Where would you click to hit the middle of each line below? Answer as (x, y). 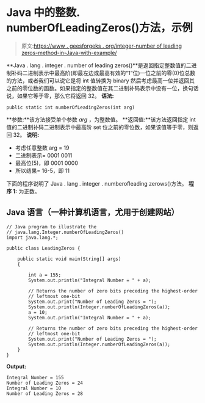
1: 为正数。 (27, 191)
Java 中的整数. (43, 13)
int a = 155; (45, 275)
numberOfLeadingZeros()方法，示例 (100, 28)
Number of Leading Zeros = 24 (45, 383)
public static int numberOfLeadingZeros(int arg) (71, 107)
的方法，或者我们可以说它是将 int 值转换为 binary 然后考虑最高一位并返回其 (101, 81)
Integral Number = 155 (35, 377)
